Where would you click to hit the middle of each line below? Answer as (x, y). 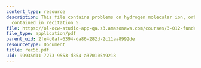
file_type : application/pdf (41, 34)
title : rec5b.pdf (28, 50)
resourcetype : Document (36, 45)
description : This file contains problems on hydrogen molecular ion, (96, 17)
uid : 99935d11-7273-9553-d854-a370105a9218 (61, 56)
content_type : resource (36, 12)
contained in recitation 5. (47, 22)
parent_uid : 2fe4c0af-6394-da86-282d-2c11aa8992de (71, 39)
